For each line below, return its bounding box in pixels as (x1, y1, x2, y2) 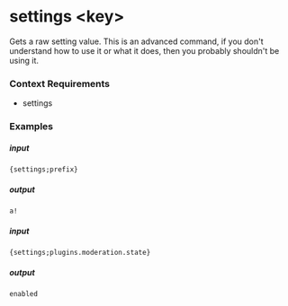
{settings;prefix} (9, 165, 78, 174)
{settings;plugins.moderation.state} (9, 249, 151, 258)
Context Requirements (9, 77, 111, 90)
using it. (9, 55, 39, 66)
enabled (9, 290, 39, 299)
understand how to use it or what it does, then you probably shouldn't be (9, 45, 280, 56)
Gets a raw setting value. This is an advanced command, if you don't (9, 36, 264, 47)
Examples (9, 120, 54, 133)
